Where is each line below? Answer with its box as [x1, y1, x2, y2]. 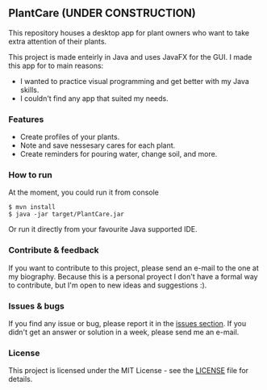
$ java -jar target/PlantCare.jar [8, 210, 125, 219]
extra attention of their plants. [8, 36, 107, 46]
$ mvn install [8, 203, 56, 212]
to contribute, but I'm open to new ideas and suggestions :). [8, 280, 207, 290]
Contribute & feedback [8, 245, 99, 256]
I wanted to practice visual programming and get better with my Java [19, 76, 250, 86]
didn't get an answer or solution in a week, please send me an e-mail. [8, 327, 240, 337]
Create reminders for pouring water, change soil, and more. [19, 149, 218, 159]
